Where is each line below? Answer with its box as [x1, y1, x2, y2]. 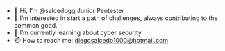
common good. [13, 21, 58, 29]
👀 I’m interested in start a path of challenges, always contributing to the [13, 14, 218, 22]
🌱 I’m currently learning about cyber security [13, 28, 142, 37]
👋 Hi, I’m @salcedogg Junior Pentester [13, 7, 125, 14]
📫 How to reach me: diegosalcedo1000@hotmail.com [13, 37, 169, 44]
